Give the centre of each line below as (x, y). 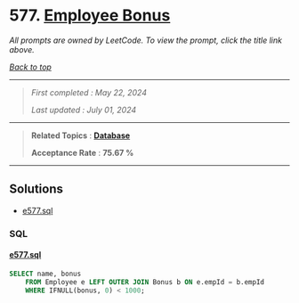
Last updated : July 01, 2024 (84, 110)
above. (22, 49)
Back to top (30, 67)
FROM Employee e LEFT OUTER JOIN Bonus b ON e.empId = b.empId (145, 282)
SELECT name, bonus (45, 274)
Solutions (36, 189)
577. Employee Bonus (90, 16)
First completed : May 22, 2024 (89, 92)
